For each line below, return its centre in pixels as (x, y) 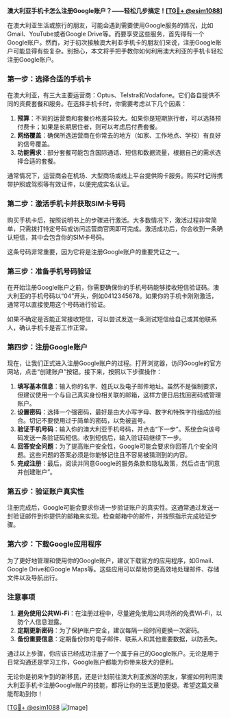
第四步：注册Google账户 (47, 347)
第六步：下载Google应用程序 (54, 544)
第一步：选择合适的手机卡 (49, 79)
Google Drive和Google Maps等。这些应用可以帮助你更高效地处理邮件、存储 (113, 569)
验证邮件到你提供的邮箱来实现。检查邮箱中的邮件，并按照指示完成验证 (112, 516)
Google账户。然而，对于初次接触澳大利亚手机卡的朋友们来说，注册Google (111, 42)
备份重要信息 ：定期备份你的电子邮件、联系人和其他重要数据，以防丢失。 (119, 639)
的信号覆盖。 (35, 144)
